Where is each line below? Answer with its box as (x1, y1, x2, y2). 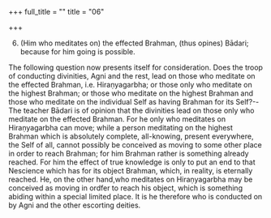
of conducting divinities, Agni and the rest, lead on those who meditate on (8, 71, 256, 80)
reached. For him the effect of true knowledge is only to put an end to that (8, 157, 256, 167)
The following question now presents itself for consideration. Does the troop (8, 62, 264, 72)
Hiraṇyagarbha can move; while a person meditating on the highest (8, 123, 234, 132)
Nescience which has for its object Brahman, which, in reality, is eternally (8, 166, 253, 175)
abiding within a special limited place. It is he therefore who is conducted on (8, 192, 263, 201)
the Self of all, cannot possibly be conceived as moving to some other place (8, 140, 262, 149)
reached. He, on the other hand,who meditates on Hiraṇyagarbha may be (8, 174, 253, 184)
